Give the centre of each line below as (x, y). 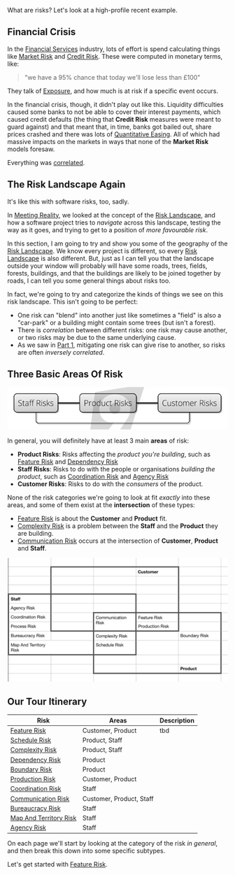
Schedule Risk (31, 740)
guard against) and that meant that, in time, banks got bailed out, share (109, 127)
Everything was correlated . (46, 162)
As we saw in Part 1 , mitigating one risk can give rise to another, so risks (121, 345)
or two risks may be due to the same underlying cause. (97, 337)
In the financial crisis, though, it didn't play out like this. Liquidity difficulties (115, 104)
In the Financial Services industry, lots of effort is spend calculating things (114, 49)
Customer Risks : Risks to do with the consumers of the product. (110, 484)
